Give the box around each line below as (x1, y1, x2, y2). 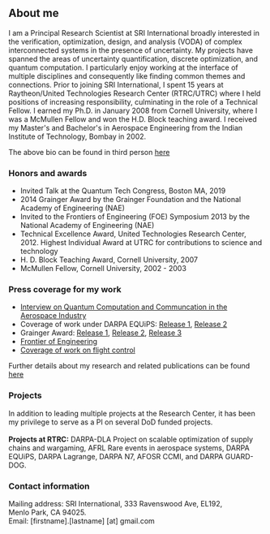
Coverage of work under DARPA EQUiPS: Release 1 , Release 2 (19, 320, 228, 329)
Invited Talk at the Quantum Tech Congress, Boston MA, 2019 (19, 186, 226, 196)
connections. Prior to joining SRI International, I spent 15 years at (8, 80, 224, 89)
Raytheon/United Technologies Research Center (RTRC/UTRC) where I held (8, 88, 261, 98)
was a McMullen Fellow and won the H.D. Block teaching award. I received (8, 114, 257, 124)
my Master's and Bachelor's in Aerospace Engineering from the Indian (8, 123, 243, 132)
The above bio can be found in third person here (8, 147, 170, 157)
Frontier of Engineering (19, 337, 98, 347)
